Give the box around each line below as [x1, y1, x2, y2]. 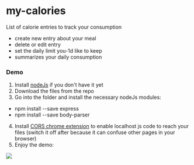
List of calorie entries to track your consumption [6, 23, 122, 30]
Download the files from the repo [14, 88, 95, 95]
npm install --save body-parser [14, 111, 90, 118]
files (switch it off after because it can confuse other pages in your [14, 129, 175, 136]
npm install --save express [14, 105, 79, 112]
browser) [14, 135, 37, 142]
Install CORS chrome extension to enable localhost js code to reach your [14, 123, 189, 130]
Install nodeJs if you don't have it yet [14, 81, 103, 88]
